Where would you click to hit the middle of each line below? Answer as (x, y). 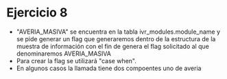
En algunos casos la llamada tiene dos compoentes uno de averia (109, 68)
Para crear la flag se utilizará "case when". (76, 60)
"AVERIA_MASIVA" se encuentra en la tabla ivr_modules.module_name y (118, 32)
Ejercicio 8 (37, 13)
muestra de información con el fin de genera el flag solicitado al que (113, 46)
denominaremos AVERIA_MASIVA (63, 54)
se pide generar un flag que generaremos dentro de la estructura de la (116, 38)
